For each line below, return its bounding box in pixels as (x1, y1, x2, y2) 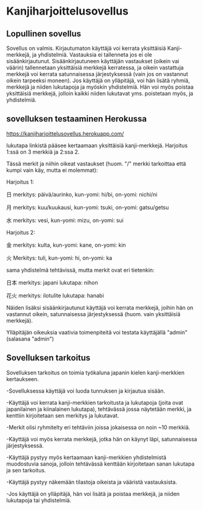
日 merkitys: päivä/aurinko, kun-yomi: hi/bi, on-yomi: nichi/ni (6, 190, 158, 198)
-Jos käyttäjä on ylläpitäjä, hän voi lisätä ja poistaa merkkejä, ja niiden (6, 490, 180, 497)
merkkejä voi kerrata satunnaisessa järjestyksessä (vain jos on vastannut (6, 71, 188, 77)
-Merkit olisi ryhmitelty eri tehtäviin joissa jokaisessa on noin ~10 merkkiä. (6, 424, 191, 431)
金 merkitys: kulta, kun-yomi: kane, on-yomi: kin (6, 241, 126, 249)
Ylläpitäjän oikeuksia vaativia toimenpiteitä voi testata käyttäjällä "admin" (6, 328, 188, 336)
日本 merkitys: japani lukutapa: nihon (6, 278, 98, 286)
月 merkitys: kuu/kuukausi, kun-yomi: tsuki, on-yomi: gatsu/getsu (6, 204, 169, 211)
